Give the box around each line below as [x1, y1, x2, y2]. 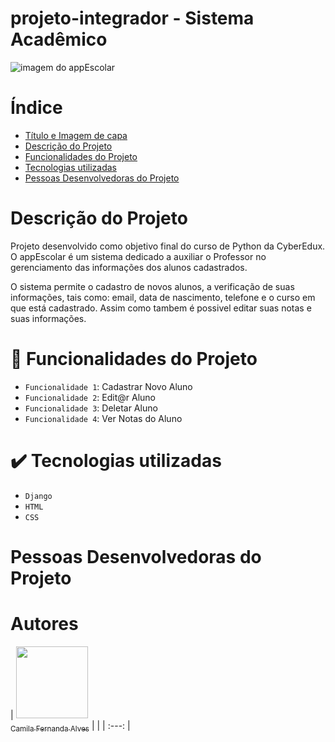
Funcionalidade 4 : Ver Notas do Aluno [24, 412, 183, 424]
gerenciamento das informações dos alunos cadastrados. [10, 261, 248, 273]
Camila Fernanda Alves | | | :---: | [10, 719, 131, 734]
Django [24, 491, 53, 501]
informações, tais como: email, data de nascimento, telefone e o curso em [10, 291, 316, 303]
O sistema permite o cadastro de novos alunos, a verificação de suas [10, 280, 295, 292]
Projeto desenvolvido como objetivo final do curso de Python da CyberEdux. [10, 240, 326, 252]
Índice [10, 97, 63, 119]
